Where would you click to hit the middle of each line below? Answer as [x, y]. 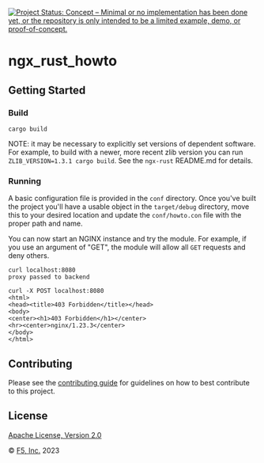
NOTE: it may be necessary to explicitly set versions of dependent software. [132, 143]
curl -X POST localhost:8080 [56, 291]
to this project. [32, 391]
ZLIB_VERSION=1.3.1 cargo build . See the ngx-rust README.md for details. [131, 160]
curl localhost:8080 [42, 270]
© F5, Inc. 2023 [34, 450]
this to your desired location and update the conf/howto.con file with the [125, 215]
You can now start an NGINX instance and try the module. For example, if [127, 239]
